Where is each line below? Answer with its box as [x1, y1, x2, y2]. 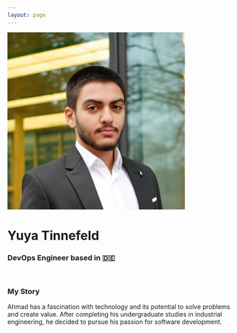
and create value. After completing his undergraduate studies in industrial [7, 310, 222, 319]
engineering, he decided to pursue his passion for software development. [7, 317, 222, 326]
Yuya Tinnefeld [7, 227, 99, 244]
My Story [7, 287, 40, 297]
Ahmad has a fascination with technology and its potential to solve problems [7, 303, 231, 311]
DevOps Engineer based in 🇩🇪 [7, 252, 116, 262]
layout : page [7, 11, 46, 18]
